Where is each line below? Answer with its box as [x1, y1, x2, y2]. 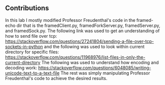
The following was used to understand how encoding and [41, 59, 159, 65]
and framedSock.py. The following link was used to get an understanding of [5, 27, 160, 34]
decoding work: [5, 65, 37, 71]
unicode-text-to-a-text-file [5, 70, 60, 76]
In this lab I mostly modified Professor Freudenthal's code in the [5, 17, 136, 23]
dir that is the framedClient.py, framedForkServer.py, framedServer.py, [16, 22, 161, 28]
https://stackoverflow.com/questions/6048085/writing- [38, 65, 151, 71]
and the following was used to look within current [44, 43, 145, 49]
